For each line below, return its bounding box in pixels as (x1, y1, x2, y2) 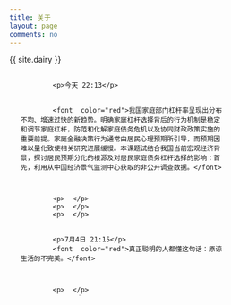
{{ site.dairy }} (9, 55, 62, 65)
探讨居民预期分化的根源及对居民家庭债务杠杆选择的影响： (33, 154, 214, 163)
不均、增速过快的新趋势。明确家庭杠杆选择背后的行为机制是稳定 (21, 115, 221, 125)
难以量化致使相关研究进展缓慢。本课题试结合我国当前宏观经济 (21, 144, 214, 153)
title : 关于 (9, 13, 51, 22)
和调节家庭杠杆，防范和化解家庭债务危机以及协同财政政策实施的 (21, 125, 221, 134)
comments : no (9, 30, 58, 38)
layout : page (9, 21, 58, 30)
